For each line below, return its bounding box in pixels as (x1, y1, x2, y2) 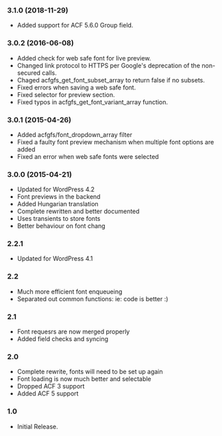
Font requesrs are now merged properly (16, 327, 130, 336)
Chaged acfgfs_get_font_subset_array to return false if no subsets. (16, 76, 206, 84)
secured (16, 68, 41, 77)
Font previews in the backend (16, 193, 101, 201)
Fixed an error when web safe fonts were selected (16, 152, 159, 160)
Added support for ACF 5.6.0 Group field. (16, 21, 134, 30)
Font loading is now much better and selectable (16, 375, 152, 383)
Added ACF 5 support (16, 389, 79, 397)
